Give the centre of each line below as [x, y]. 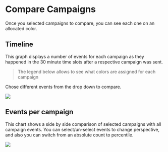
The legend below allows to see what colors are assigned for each [87, 71]
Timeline [19, 45]
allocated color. [21, 28]
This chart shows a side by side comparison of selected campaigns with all [83, 124]
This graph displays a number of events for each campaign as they [75, 56]
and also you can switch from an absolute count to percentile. [69, 135]
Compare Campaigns [50, 9]
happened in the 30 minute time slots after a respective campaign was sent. [84, 62]
